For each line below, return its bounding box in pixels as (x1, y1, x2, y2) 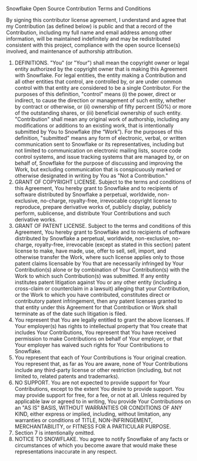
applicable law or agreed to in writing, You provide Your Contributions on (14, 398, 191, 405)
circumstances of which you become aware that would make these (14, 442, 178, 449)
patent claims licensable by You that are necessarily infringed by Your (14, 260, 184, 267)
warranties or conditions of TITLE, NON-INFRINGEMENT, (14, 417, 153, 424)
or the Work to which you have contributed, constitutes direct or (14, 292, 171, 298)
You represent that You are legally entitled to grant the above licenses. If (14, 316, 190, 323)
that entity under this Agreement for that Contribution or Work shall (14, 304, 178, 310)
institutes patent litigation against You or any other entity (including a (14, 279, 182, 286)
